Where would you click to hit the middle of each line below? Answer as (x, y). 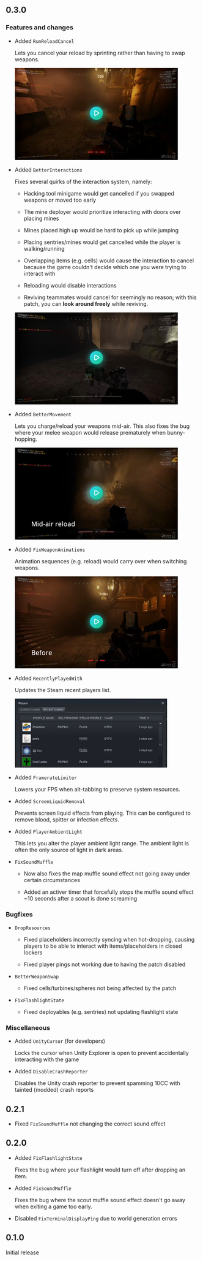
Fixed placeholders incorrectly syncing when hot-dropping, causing (109, 939)
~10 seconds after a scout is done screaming (80, 898)
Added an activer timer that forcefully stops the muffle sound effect (109, 892)
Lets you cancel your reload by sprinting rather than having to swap (100, 53)
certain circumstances (52, 880)
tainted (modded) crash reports (54, 1090)
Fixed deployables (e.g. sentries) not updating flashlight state (101, 1011)
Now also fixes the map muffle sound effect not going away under (107, 874)
